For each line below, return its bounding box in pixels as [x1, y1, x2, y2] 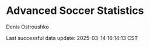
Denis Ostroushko [6, 23, 50, 30]
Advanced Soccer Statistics [6, 4, 144, 17]
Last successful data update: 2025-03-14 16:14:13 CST [6, 34, 138, 41]
